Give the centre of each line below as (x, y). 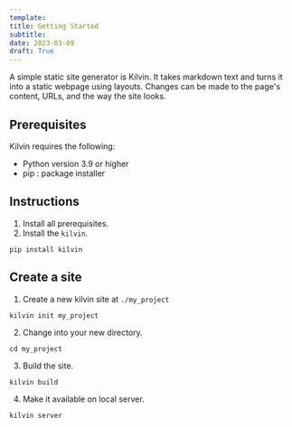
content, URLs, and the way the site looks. (88, 97)
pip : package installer (64, 173)
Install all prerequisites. (66, 223)
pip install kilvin (46, 249)
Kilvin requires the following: (62, 146)
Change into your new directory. (82, 332)
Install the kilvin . (55, 233)
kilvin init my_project (54, 316)
